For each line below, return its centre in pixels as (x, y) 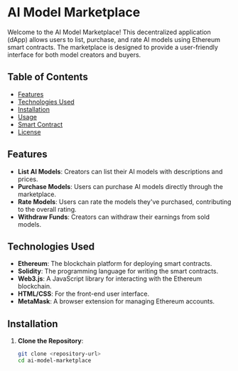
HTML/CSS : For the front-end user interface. (83, 294)
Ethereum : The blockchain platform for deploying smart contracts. (115, 264)
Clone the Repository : (50, 341)
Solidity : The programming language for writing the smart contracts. (118, 271)
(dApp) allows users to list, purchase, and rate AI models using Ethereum (114, 39)
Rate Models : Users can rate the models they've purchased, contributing (124, 201)
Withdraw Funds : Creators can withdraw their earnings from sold (114, 217)
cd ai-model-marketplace (54, 361)
